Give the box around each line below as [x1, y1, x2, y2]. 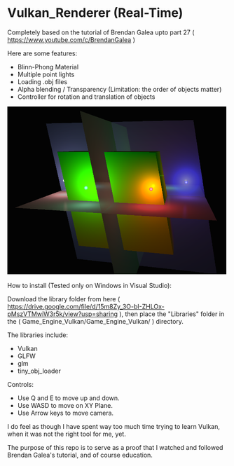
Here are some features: [7, 49, 78, 57]
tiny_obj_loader [17, 366, 61, 376]
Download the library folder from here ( [7, 295, 121, 303]
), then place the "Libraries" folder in [118, 310, 225, 318]
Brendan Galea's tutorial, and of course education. [7, 451, 153, 460]
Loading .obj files [17, 77, 68, 85]
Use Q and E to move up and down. [17, 394, 121, 402]
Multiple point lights [17, 70, 75, 78]
